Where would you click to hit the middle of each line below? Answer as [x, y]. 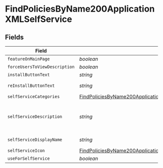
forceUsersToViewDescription [41, 67]
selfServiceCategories [33, 96]
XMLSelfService [39, 19]
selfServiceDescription [35, 117]
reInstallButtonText [31, 86]
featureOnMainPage [29, 59]
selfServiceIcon [26, 151]
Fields [15, 37]
